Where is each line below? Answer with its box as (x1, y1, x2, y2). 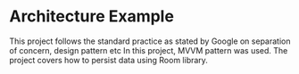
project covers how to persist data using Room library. (9, 54, 208, 65)
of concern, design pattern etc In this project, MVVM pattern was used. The (9, 45, 288, 55)
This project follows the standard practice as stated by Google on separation (9, 36, 291, 46)
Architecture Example (9, 6, 174, 27)
